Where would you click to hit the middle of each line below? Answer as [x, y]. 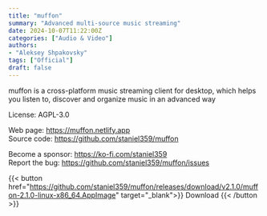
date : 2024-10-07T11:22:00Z [55, 30]
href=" [19, 186]
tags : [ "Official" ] [41, 61]
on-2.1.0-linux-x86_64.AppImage [62, 195]
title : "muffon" [35, 16]
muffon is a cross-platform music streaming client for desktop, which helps [132, 90]
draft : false [30, 68]
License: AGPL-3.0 [39, 114]
